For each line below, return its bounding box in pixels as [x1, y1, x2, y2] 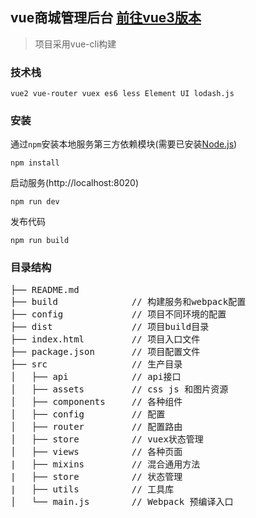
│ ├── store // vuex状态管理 [10, 433, 204, 445]
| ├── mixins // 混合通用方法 [10, 458, 201, 470]
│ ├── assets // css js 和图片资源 [10, 383, 229, 395]
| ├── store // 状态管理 [10, 471, 183, 482]
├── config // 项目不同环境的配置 [10, 308, 227, 320]
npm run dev [10, 197, 60, 207]
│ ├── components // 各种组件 [10, 396, 183, 407]
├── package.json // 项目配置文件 [10, 346, 201, 357]
